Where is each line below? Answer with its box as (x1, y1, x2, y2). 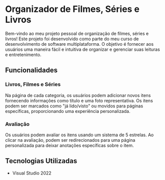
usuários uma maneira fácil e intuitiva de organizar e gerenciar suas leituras (5, 46, 160, 52)
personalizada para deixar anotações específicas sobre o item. (5, 142, 134, 148)
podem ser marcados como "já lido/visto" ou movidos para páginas (5, 103, 143, 109)
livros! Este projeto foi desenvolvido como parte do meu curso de (5, 36, 139, 42)
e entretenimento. (5, 51, 42, 58)
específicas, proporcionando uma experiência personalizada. (5, 108, 131, 114)
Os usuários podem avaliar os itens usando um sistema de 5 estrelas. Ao (5, 132, 154, 138)
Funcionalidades (5, 66, 58, 75)
